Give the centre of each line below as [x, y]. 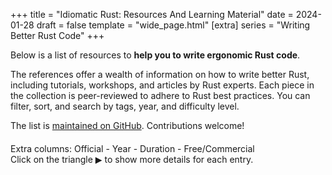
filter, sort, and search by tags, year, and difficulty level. [125, 106]
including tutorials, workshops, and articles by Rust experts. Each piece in [162, 85]
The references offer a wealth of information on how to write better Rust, [160, 74]
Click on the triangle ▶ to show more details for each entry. [132, 159]
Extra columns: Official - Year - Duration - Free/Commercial [132, 148]
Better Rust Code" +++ [57, 35]
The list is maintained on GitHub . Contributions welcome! [127, 125]
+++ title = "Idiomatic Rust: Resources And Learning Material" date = [152, 14]
